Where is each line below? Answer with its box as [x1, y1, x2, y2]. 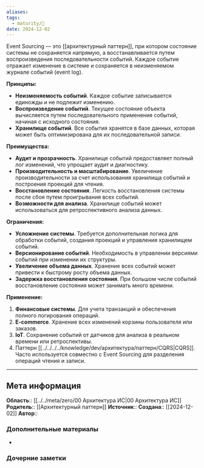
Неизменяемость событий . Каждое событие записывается [15, 92, 172, 99]
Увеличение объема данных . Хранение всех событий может [15, 263, 176, 270]
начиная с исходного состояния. [15, 118, 100, 126]
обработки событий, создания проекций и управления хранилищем [15, 236, 192, 244]
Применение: [6, 294, 43, 301]
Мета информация [6, 380, 81, 391]
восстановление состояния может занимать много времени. [15, 282, 174, 289]
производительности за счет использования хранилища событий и [15, 174, 190, 182]
